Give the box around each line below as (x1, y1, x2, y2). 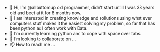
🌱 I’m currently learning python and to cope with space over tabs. (9, 31, 141, 36)
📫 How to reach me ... (9, 42, 55, 47)
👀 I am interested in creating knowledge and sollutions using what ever (9, 15, 152, 21)
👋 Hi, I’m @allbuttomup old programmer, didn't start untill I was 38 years (9, 5, 155, 10)
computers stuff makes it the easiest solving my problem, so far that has (9, 20, 155, 26)
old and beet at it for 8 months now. (9, 10, 81, 16)
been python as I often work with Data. (9, 26, 88, 31)
